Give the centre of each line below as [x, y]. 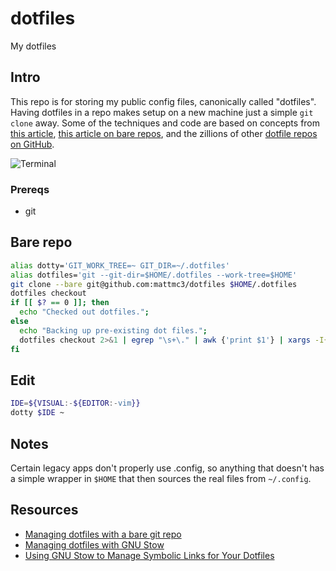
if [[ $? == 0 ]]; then [60, 303]
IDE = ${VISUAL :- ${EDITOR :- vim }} [75, 403]
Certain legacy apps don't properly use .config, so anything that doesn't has [167, 468]
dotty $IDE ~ [37, 413]
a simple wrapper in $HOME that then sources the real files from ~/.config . [161, 478]
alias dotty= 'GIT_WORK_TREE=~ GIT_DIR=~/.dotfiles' [120, 265]
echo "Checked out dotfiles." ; [84, 312]
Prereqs [30, 189]
